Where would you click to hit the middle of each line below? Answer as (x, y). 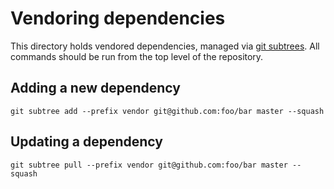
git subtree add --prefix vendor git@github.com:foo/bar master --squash (167, 111)
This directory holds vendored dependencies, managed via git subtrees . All (165, 46)
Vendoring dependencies (118, 18)
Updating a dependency (86, 142)
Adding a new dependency (95, 88)
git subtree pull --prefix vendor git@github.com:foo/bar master (149, 165)
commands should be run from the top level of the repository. (137, 56)
